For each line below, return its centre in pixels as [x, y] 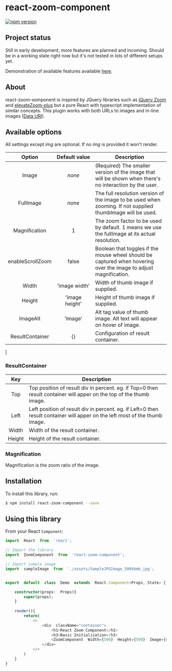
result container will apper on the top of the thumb [89, 394]
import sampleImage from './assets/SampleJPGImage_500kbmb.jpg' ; [80, 569]
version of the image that [125, 172]
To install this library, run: [32, 493]
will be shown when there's [128, 179]
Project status [28, 38]
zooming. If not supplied [124, 206]
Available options [34, 132]
